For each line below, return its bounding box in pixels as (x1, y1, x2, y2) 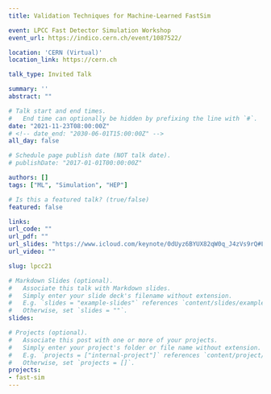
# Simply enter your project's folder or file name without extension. (8, 343, 262, 351)
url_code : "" (8, 225, 52, 234)
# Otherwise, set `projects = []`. (8, 359, 135, 367)
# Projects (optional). (8, 329, 89, 337)
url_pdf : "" (8, 233, 48, 241)
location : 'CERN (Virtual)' (8, 48, 103, 56)
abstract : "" (8, 93, 52, 101)
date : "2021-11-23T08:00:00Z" (8, 122, 110, 130)
